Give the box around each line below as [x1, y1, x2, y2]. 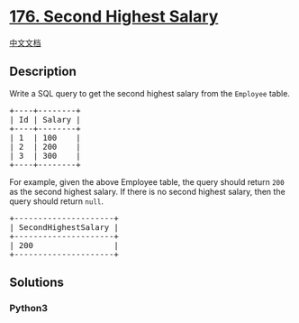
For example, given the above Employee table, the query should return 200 [9, 176, 285, 187]
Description [9, 64, 77, 79]
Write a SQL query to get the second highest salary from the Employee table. [9, 88, 291, 98]
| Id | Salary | [9, 115, 81, 125]
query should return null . [9, 196, 104, 207]
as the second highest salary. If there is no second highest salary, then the [9, 186, 285, 197]
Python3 [9, 302, 48, 315]
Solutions [9, 275, 65, 291]
